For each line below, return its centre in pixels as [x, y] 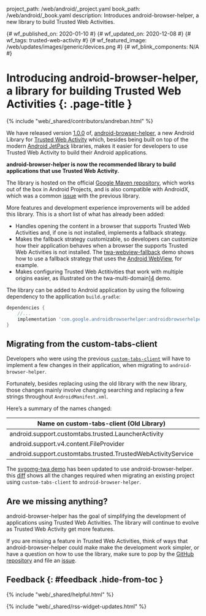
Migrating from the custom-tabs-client [82, 344]
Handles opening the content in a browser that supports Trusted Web [103, 226]
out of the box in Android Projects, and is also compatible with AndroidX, [98, 189]
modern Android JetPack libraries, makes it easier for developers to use [97, 146]
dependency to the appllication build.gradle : [63, 296]
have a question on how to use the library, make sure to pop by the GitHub [100, 554]
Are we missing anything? [57, 501]
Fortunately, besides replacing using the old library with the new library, [97, 384]
